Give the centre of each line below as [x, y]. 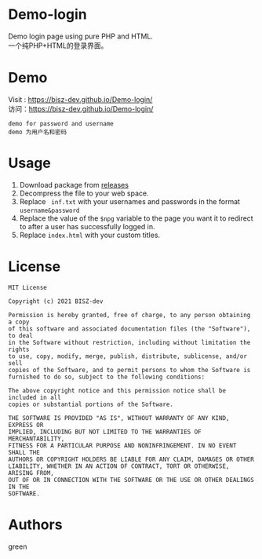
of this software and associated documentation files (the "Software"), [129, 329]
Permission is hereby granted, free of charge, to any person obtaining [129, 315]
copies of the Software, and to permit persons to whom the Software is [129, 370]
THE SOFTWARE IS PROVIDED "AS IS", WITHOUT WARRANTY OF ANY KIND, [119, 418]
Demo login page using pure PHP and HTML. [80, 36]
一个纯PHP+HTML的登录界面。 [58, 46]
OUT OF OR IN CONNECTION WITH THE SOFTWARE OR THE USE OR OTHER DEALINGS [131, 480]
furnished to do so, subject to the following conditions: [107, 377]
